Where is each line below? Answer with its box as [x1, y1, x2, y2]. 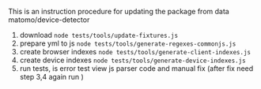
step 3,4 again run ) [19, 72, 85, 81]
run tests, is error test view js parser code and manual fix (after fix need [19, 64, 254, 73]
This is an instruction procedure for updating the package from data [8, 7, 229, 16]
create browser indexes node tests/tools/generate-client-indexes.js [19, 47, 252, 56]
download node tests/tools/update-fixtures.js [19, 31, 179, 39]
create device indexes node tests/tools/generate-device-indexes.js [19, 55, 247, 65]
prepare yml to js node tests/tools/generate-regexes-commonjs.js [19, 39, 236, 48]
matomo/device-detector [8, 15, 90, 24]
